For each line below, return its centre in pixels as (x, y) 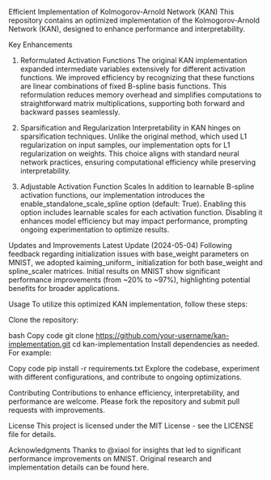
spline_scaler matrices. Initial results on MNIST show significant (114, 271)
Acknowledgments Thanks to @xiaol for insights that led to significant (125, 450)
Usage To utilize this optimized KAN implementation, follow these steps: (128, 304)
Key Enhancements (40, 45)
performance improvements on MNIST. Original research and (110, 459)
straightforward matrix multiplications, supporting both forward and (132, 103)
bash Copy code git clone (51, 335)
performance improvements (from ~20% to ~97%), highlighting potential (129, 280)
